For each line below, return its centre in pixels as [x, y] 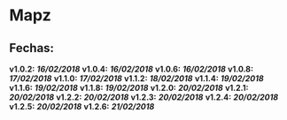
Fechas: [32, 48]
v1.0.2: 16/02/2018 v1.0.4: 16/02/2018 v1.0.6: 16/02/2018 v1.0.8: [132, 69]
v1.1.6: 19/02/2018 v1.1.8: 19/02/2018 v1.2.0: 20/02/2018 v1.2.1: [129, 88]
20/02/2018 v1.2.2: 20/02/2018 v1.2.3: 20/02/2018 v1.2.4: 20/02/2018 [144, 97]
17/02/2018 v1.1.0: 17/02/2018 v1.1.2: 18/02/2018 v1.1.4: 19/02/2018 [136, 79]
